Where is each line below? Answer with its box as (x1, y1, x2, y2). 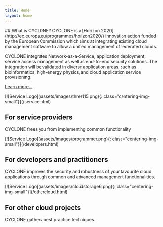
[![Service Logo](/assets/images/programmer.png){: (5, 136, 111, 142)
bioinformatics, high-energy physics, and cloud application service (5, 69, 141, 75)
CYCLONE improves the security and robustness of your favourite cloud (5, 169, 152, 175)
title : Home (5, 8, 30, 13)
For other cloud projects (5, 203, 81, 212)
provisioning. (5, 74, 32, 80)
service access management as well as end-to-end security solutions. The (5, 58, 157, 64)
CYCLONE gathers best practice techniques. (5, 216, 96, 222)
